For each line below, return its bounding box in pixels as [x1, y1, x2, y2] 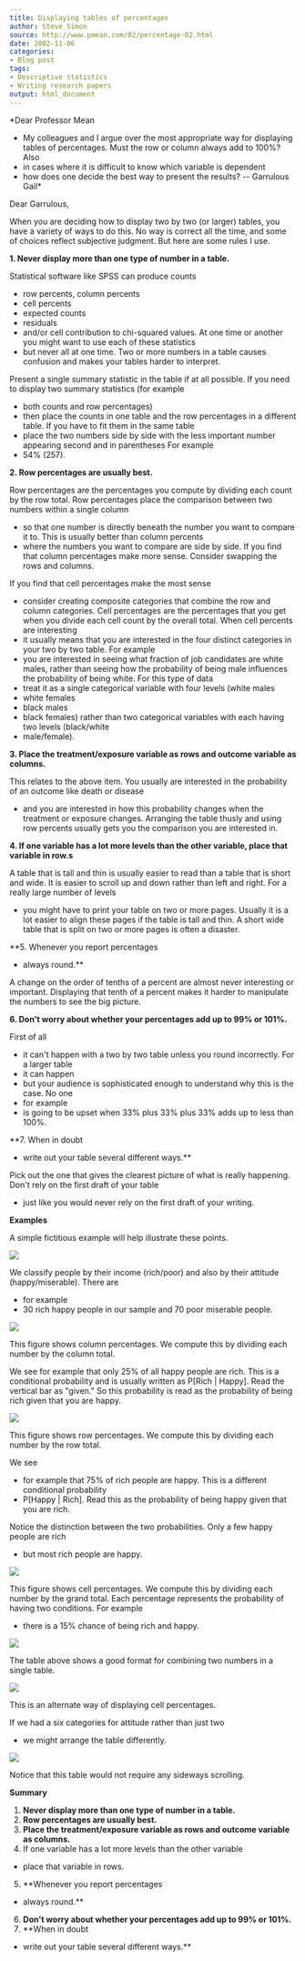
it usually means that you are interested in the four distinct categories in [22, 634, 292, 645]
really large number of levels [9, 887, 117, 898]
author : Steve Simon [9, 22, 88, 31]
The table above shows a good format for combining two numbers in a [9, 1654, 274, 1666]
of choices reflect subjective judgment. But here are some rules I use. [9, 235, 270, 246]
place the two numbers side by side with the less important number [22, 430, 276, 441]
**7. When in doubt [9, 1134, 84, 1145]
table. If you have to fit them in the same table [22, 420, 196, 431]
